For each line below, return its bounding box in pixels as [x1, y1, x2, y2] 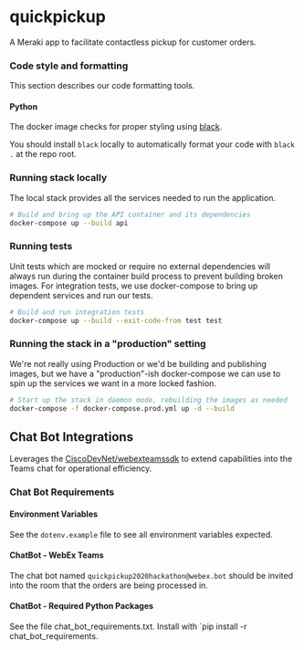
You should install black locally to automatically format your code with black [9, 139, 295, 150]
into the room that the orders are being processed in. [9, 580, 208, 591]
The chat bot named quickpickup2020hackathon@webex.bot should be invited [9, 570, 294, 581]
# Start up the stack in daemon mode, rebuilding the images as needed [9, 395, 288, 404]
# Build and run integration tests [9, 308, 145, 317]
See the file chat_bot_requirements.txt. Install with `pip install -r [9, 621, 247, 632]
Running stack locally [9, 172, 108, 184]
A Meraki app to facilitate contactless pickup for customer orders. [9, 37, 257, 47]
